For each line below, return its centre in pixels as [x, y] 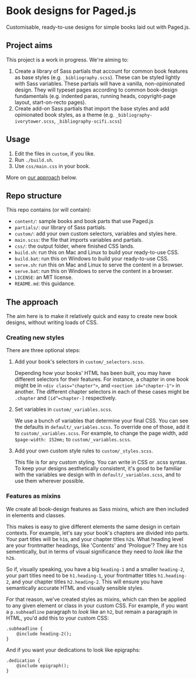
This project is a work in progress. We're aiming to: [67, 59]
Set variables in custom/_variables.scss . [63, 410]
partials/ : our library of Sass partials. [60, 228]
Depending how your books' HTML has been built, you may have [93, 373]
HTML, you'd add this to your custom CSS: [58, 618]
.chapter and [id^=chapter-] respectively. [66, 398]
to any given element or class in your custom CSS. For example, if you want [97, 605]
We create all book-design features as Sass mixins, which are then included [97, 509]
